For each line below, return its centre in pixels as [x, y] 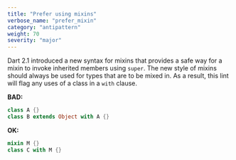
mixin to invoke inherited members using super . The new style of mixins [112, 68]
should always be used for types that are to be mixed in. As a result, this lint [118, 76]
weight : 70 [23, 34]
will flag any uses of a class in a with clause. [72, 83]
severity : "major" [34, 41]
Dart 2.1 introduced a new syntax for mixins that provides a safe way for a [115, 60]
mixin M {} [23, 143]
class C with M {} [34, 150]
